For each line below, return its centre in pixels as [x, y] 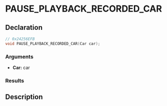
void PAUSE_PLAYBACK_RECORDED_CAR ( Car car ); [53, 43]
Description [24, 97]
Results [15, 80]
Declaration [24, 28]
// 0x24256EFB [20, 39]
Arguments [19, 57]
